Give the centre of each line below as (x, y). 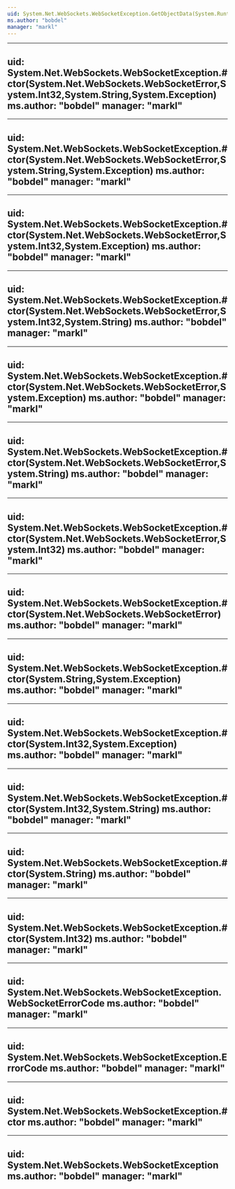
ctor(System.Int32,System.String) (84, 809)
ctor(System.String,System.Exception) (94, 679)
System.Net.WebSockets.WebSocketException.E (117, 1057)
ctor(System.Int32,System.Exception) (92, 744)
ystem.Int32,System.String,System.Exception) (112, 94)
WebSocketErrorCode (56, 1003)
